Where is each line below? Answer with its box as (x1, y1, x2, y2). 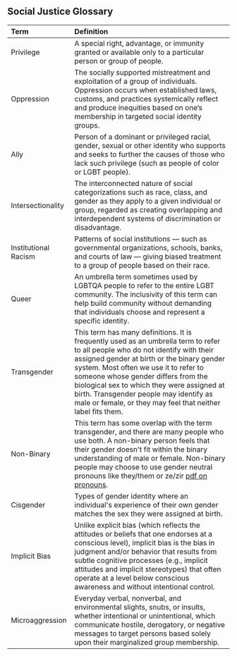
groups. (74, 120, 100, 130)
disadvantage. (74, 222, 122, 232)
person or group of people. (74, 56, 164, 66)
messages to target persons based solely (74, 629, 212, 638)
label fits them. (74, 407, 123, 416)
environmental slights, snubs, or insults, (74, 602, 206, 612)
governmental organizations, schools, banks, (74, 242, 223, 252)
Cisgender (11, 500, 46, 509)
